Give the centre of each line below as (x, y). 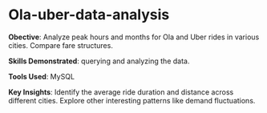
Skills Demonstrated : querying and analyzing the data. (99, 61)
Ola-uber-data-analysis (89, 15)
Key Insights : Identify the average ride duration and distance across (121, 92)
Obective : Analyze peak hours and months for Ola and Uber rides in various (134, 37)
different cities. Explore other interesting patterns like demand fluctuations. (132, 100)
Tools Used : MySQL (41, 76)
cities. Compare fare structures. (61, 45)
